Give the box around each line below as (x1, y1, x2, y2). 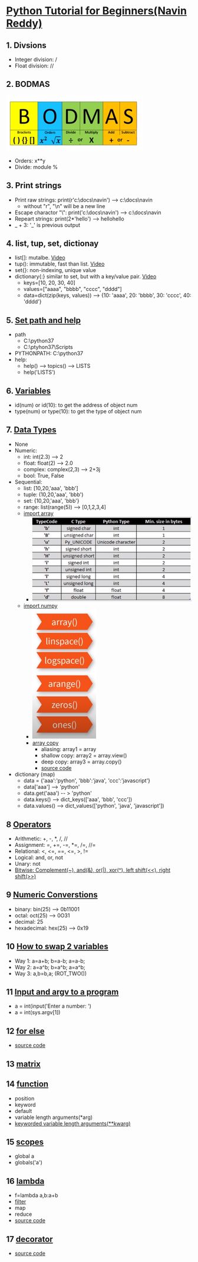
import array (23, 510, 54, 517)
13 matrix (6, 1059, 41, 1069)
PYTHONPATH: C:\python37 (14, 350, 84, 357)
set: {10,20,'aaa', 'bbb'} (23, 497, 80, 504)
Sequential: (14, 478, 42, 486)
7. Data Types (6, 425, 57, 435)
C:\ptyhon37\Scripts (23, 344, 74, 351)
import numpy (23, 602, 58, 610)
